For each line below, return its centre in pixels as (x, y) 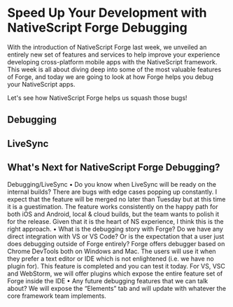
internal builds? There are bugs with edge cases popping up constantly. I (112, 192)
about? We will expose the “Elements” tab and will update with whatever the (116, 288)
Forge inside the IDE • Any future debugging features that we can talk (108, 280)
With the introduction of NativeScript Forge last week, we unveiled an (107, 47)
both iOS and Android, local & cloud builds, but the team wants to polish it (113, 214)
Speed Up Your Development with (107, 13)
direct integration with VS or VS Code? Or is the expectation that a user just (116, 236)
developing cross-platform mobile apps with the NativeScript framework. (112, 62)
